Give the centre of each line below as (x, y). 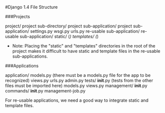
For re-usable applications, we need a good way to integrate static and (77, 100)
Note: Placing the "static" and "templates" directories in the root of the (84, 46)
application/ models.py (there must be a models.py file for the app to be (78, 75)
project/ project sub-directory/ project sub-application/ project (68, 26)
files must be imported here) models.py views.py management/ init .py (76, 86)
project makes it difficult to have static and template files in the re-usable (86, 51)
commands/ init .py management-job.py (45, 91)
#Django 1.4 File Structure (32, 7)
